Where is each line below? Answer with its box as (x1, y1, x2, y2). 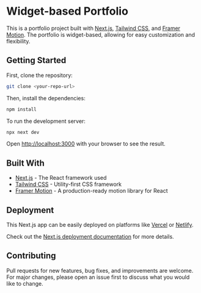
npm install (6, 106, 37, 113)
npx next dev (6, 129, 40, 135)
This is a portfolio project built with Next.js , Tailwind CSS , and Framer (6, 24, 181, 32)
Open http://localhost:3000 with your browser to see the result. (6, 140, 166, 147)
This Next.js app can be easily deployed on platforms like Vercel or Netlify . (6, 221, 194, 228)
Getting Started (6, 55, 67, 65)
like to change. (6, 280, 44, 287)
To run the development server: (6, 117, 86, 125)
